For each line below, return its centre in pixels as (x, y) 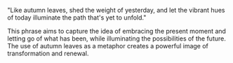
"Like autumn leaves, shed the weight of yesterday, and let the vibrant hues (116, 10)
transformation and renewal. (48, 53)
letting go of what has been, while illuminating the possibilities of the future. (116, 38)
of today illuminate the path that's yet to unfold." (77, 17)
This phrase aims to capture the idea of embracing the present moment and (117, 31)
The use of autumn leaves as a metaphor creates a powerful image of (108, 46)
